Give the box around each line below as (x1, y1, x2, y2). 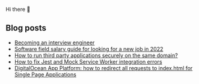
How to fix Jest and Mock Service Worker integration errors (14, 58, 163, 65)
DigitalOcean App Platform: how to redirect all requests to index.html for (14, 64, 193, 71)
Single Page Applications (14, 71, 76, 78)
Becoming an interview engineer (14, 39, 95, 46)
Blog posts (5, 23, 46, 33)
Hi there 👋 (5, 6, 31, 13)
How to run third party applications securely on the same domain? (14, 52, 178, 59)
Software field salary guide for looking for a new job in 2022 (14, 45, 164, 52)
